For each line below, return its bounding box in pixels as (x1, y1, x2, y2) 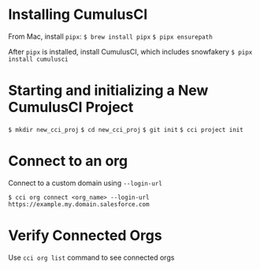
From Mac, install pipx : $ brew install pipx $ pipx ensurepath (8, 32, 213, 41)
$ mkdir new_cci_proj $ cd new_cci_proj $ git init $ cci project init (8, 126, 244, 133)
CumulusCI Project (8, 99, 134, 116)
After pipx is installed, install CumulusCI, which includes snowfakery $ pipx (8, 47, 253, 56)
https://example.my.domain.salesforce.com (8, 200, 150, 208)
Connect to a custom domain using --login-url (8, 178, 163, 187)
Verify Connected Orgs (8, 227, 163, 244)
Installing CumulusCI (8, 6, 148, 24)
